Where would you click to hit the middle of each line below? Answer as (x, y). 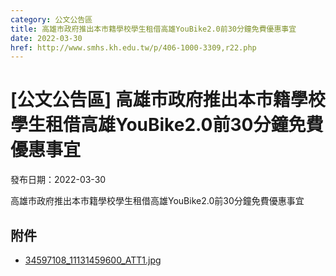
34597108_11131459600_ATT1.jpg (93, 260)
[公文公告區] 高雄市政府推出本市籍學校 (168, 100)
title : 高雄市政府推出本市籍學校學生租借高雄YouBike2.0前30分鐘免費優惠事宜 (153, 29)
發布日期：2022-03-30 (58, 180)
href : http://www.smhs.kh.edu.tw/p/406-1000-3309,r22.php (133, 47)
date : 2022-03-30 (46, 38)
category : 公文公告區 (51, 19)
